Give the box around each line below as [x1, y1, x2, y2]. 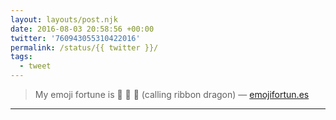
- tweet [19, 61, 52, 71]
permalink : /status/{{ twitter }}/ [10, 42, 159, 53]
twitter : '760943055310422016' [10, 33, 141, 43]
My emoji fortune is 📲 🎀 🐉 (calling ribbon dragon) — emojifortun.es [34, 89, 310, 100]
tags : [10, 52, 33, 62]
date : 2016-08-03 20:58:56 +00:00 [10, 24, 155, 34]
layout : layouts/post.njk [10, 14, 118, 25]
